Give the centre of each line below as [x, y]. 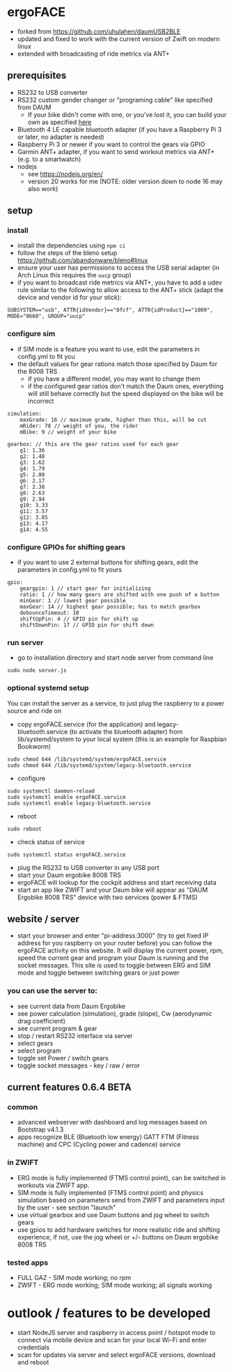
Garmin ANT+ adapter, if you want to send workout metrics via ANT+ [116, 151]
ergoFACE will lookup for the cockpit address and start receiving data [117, 882]
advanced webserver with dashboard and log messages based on [112, 1122]
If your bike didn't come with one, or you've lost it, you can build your [127, 114]
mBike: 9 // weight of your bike [68, 432]
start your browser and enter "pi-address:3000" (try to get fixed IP [113, 936]
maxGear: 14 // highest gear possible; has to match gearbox [110, 607]
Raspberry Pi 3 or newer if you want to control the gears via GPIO [111, 144]
